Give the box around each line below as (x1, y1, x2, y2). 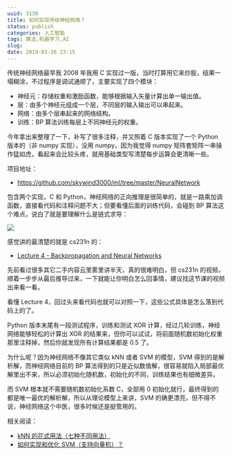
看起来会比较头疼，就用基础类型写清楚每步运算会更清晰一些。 (37, 149, 213, 158)
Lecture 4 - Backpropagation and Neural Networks (17, 251, 162, 259)
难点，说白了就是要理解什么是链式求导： (12, 210, 128, 218)
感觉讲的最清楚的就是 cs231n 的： (7, 237, 104, 245)
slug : (7, 42, 23, 49)
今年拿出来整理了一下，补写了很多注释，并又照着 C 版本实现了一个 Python (7, 132, 219, 140)
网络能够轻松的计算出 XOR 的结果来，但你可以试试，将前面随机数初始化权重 (7, 329, 223, 337)
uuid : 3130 (7, 10, 39, 17)
